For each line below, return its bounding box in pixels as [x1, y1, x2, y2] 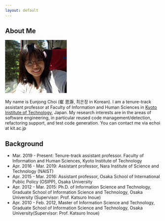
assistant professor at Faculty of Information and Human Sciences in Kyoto [5, 104, 157, 110]
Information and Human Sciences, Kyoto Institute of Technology [12, 158, 142, 164]
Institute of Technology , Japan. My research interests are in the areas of [5, 110, 152, 116]
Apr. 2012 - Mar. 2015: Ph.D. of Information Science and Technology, [12, 184, 152, 190]
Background [5, 139, 43, 148]
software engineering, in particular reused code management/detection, [5, 115, 152, 121]
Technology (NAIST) [12, 168, 54, 174]
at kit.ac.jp [5, 126, 26, 131]
